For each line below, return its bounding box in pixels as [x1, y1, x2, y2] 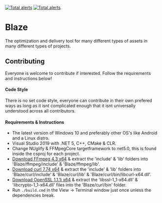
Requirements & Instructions [5, 119, 64, 125]
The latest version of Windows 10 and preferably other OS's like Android [12, 130, 158, 136]
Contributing [5, 57, 45, 66]
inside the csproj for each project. [12, 151, 81, 157]
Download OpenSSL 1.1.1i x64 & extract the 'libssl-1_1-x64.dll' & [12, 177, 138, 183]
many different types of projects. [5, 43, 71, 49]
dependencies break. [12, 192, 55, 198]
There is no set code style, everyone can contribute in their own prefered [5, 97, 152, 103]
